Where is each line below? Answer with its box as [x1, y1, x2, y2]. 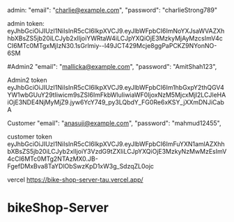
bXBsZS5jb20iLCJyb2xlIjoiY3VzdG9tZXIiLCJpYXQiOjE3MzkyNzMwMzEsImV [7, 148, 227, 155]
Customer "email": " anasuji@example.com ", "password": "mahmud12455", [7, 119, 221, 127]
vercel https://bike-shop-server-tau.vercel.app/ [7, 175, 144, 184]
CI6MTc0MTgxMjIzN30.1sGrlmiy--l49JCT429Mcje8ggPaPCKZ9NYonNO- [7, 42, 217, 49]
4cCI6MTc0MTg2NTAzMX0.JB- [7, 154, 99, 163]
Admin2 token [7, 76, 47, 84]
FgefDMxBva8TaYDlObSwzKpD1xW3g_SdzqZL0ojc [7, 162, 155, 170]
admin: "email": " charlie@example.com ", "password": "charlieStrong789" [7, 6, 218, 14]
